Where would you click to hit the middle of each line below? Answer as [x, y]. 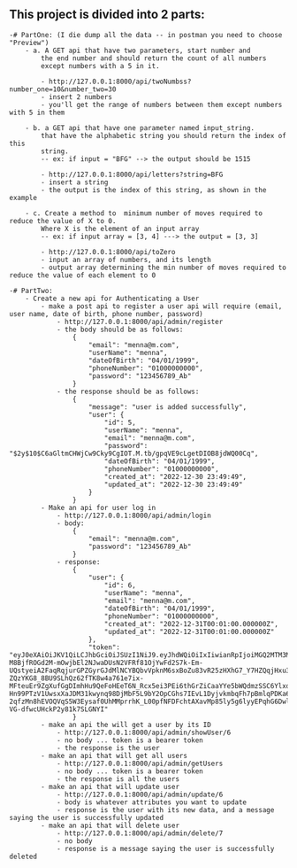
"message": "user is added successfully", [168, 407]
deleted [23, 856]
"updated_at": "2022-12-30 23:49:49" [173, 484]
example [23, 198]
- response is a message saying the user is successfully [165, 849]
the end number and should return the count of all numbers [154, 58]
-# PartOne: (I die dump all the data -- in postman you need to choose [146, 35]
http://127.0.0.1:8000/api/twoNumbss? [120, 81]
